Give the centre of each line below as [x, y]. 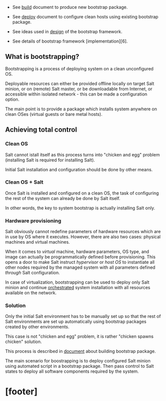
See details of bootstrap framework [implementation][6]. [70, 41]
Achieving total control [41, 130]
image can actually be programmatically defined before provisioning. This [81, 257]
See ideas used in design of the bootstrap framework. [67, 31]
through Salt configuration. [33, 273]
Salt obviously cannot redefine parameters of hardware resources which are [83, 232]
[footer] [22, 391]
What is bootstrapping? [42, 57]
